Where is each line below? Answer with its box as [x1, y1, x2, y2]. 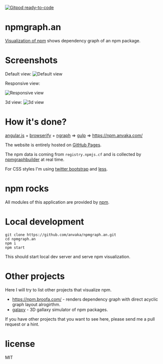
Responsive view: [5, 80, 40, 86]
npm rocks [5, 183, 49, 194]
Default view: [5, 71, 32, 77]
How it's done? [5, 116, 67, 128]
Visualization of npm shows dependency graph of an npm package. [5, 38, 141, 43]
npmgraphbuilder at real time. [5, 156, 65, 162]
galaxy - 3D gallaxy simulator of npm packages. [12, 307, 109, 312]
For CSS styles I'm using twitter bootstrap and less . [5, 166, 108, 172]
